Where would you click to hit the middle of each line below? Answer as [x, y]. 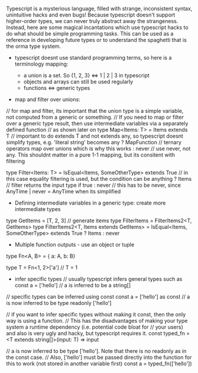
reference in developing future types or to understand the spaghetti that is [97, 40]
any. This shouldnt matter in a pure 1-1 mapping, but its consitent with [91, 155]
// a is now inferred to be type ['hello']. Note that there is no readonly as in [96, 351]
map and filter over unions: [48, 99]
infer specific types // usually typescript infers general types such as [98, 279]
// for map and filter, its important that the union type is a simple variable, [95, 111]
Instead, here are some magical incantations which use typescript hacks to [97, 27]
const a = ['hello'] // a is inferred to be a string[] [73, 285]
